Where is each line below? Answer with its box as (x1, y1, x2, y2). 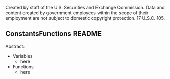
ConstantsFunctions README (5, 30, 102, 38)
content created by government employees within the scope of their (5, 10, 149, 16)
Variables (12, 53, 33, 59)
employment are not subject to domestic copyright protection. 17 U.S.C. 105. (5, 15, 165, 21)
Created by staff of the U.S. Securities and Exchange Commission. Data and (5, 5, 165, 10)
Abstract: (5, 43, 25, 49)
